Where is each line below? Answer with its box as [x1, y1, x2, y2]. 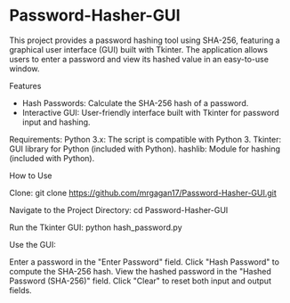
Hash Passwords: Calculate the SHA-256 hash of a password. [21, 97, 249, 108]
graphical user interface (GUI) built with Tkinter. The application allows [9, 44, 269, 54]
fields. [9, 284, 33, 295]
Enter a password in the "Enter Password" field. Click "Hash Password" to [9, 256, 280, 267]
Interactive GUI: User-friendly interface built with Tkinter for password [21, 107, 280, 118]
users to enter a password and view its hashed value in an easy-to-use [9, 53, 270, 64]
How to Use [9, 170, 52, 181]
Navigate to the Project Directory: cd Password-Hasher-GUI [9, 204, 229, 215]
